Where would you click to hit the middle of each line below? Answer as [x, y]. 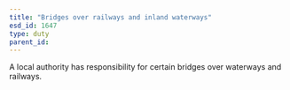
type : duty [29, 34]
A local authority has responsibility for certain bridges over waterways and [145, 67]
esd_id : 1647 [33, 26]
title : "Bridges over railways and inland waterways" [111, 17]
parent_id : [29, 42]
